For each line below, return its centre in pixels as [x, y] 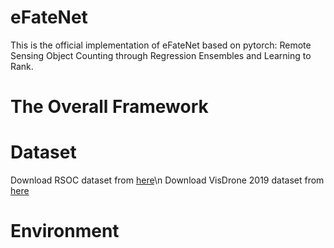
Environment [65, 231]
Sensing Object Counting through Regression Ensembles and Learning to [161, 55]
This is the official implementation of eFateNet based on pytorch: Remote [161, 45]
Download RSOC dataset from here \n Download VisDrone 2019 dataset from [167, 180]
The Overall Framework [109, 107]
